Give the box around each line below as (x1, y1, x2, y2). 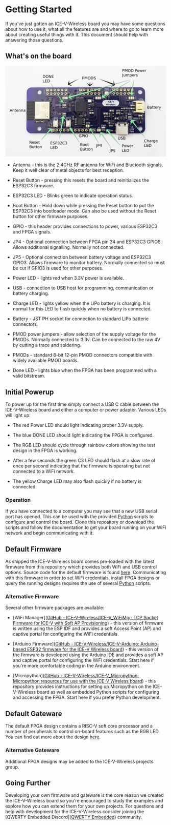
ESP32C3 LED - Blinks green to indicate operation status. (12, 192, 134, 199)
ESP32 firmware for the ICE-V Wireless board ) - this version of (27, 646, 159, 653)
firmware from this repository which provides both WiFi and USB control (5, 564, 157, 570)
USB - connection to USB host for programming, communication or (12, 285, 154, 291)
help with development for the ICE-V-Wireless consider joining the (5, 809, 144, 815)
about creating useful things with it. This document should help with (5, 31, 149, 37)
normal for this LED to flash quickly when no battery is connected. (12, 306, 152, 312)
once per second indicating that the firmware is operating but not (12, 463, 150, 469)
